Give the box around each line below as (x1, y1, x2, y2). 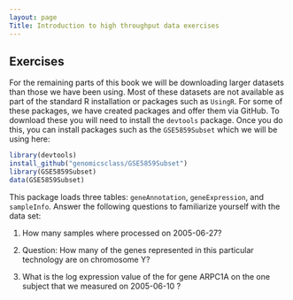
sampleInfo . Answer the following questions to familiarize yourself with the (9, 201, 281, 212)
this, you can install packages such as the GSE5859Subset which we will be (9, 125, 278, 135)
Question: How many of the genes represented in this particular (21, 244, 254, 255)
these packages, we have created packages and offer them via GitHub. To (9, 105, 281, 116)
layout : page (9, 12, 58, 22)
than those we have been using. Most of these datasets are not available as (9, 87, 285, 97)
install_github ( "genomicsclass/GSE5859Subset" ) (9, 159, 189, 168)
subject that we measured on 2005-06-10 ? (21, 281, 181, 291)
